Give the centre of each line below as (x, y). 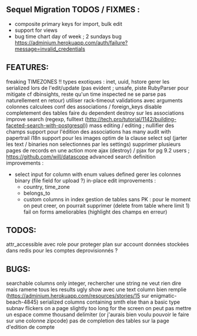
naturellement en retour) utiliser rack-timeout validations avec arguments (94, 100)
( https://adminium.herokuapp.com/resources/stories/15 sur (78, 296)
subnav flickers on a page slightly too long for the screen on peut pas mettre (99, 308)
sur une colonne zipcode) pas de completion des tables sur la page (88, 321)
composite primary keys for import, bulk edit (68, 24)
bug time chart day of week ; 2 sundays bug (68, 36)
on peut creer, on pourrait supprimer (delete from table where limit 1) (106, 205)
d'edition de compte (30, 327)
